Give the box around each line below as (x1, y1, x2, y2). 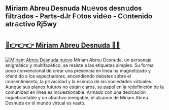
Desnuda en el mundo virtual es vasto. (5, 100, 86, 106)
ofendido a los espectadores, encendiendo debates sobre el (5, 73, 131, 79)
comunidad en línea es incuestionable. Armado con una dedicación (5, 89, 146, 95)
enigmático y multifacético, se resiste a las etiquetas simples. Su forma (5, 62, 154, 68)
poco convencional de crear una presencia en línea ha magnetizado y (5, 68, 151, 74)
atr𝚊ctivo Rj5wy (5, 20, 57, 28)
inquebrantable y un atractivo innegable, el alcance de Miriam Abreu (5, 95, 149, 100)
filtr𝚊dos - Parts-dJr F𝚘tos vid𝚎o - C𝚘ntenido (5, 12, 153, 21)
